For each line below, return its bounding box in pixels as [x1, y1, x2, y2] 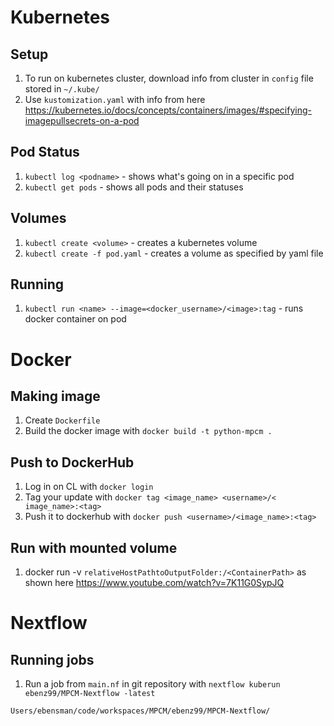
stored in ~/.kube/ [24, 83, 100, 95]
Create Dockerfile [24, 414, 101, 426]
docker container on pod [24, 313, 127, 325]
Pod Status [10, 144, 80, 161]
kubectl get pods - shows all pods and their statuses [24, 181, 244, 193]
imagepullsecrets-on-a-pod [24, 115, 140, 126]
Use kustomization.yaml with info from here [24, 94, 206, 105]
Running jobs [10, 651, 95, 668]
